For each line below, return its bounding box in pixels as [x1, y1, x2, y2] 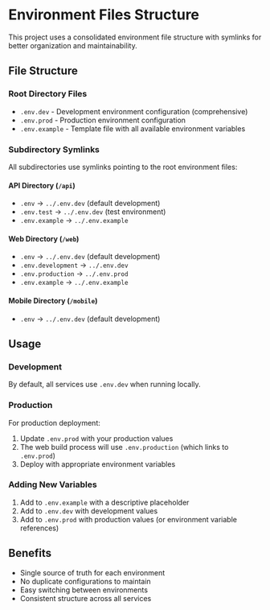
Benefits [8, 546, 52, 560]
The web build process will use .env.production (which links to [19, 442, 229, 451]
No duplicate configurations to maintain [19, 576, 151, 586]
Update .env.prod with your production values [19, 433, 174, 443]
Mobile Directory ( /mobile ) [8, 295, 98, 305]
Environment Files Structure [8, 6, 199, 24]
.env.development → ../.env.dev [19, 260, 129, 270]
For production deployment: [8, 418, 100, 427]
